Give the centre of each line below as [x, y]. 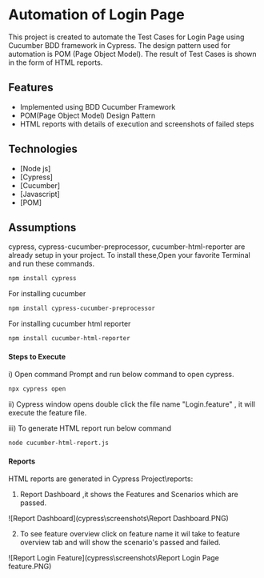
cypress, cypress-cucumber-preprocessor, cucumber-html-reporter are [127, 247]
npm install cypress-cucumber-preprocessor [82, 309]
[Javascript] [40, 194]
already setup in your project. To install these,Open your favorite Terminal [129, 255]
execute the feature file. [48, 413]
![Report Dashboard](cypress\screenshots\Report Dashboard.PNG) [119, 519]
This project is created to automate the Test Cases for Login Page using [126, 37]
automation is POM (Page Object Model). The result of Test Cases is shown [132, 54]
